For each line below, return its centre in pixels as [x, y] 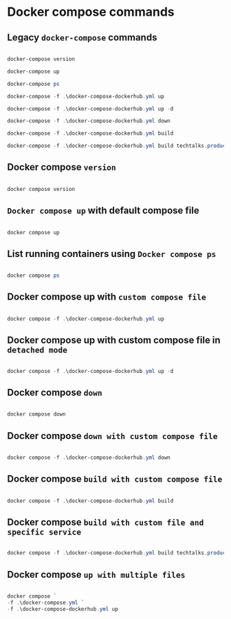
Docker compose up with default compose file [103, 211]
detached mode [37, 350]
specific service [44, 532]
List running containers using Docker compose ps [112, 254]
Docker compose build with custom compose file [115, 479]
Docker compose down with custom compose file [112, 436]
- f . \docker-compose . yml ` [46, 603]
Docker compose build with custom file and [106, 522]
